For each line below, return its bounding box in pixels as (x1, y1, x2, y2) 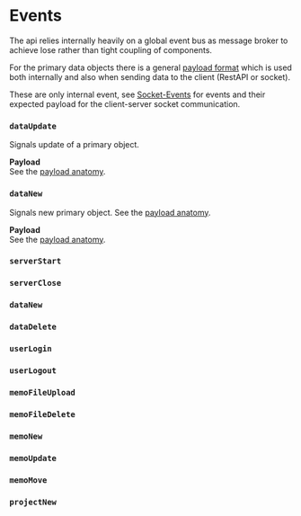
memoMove (9, 475, 48, 485)
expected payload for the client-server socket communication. (9, 98, 241, 109)
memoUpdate (9, 453, 57, 463)
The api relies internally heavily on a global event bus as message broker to (9, 35, 288, 46)
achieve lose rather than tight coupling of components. (9, 44, 213, 55)
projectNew (9, 496, 57, 507)
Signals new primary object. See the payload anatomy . (9, 207, 211, 218)
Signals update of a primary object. (9, 139, 139, 150)
